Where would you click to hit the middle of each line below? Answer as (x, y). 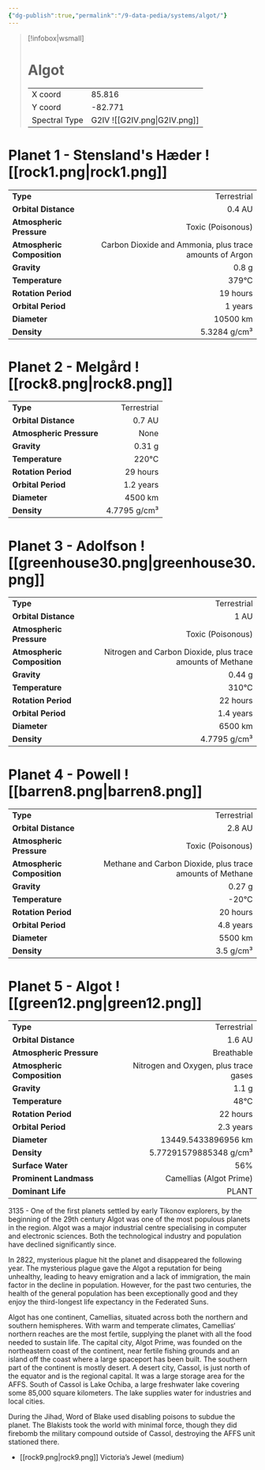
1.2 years (141, 485)
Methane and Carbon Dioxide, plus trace (178, 864)
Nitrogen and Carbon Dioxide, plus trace (178, 652)
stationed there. (34, 1442)
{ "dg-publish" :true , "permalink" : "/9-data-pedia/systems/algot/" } (118, 15)
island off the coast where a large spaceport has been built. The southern (128, 1359)
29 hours (142, 472)
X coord (46, 94)
